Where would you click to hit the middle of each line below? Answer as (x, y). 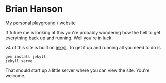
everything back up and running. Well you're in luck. (59, 38)
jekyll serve (19, 61)
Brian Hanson (34, 9)
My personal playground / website (41, 23)
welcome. (15, 75)
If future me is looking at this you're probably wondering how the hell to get (83, 32)
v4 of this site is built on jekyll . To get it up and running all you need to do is (83, 47)
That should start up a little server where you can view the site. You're (77, 70)
